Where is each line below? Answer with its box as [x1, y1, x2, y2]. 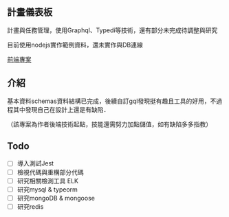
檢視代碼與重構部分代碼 [17, 168, 84, 176]
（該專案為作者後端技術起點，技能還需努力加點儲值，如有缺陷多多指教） [7, 119, 212, 128]
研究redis [17, 202, 44, 211]
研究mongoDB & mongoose [17, 194, 95, 202]
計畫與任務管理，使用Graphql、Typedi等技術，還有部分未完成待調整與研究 [7, 26, 218, 34]
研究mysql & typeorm [17, 185, 78, 194]
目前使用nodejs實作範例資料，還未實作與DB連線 [7, 41, 143, 49]
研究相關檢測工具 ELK [17, 176, 79, 185]
